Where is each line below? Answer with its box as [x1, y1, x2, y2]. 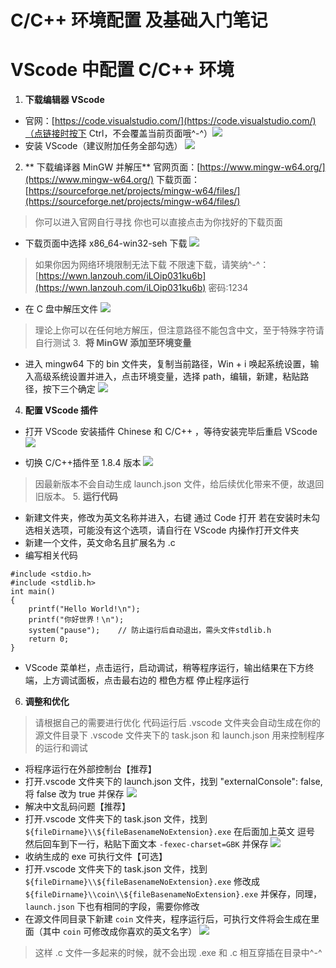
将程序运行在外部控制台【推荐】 [24, 763, 157, 775]
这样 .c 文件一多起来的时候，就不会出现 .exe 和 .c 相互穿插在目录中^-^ [34, 947, 323, 959]
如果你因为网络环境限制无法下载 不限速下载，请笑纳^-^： [34, 259, 270, 271]
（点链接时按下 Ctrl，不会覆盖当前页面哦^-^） [24, 127, 213, 140]
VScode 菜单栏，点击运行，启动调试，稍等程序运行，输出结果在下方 [24, 662, 306, 674]
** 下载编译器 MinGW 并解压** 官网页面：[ [24, 161, 201, 173]
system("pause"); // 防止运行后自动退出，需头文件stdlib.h [28, 626, 272, 636]
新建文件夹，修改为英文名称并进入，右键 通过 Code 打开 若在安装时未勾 [24, 512, 320, 524]
